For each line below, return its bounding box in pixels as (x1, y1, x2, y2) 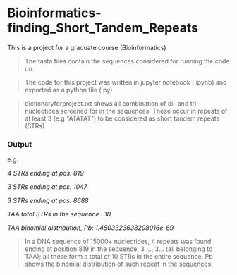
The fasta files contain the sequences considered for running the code (24, 56, 231, 65)
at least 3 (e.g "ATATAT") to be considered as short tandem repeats (24, 114, 220, 123)
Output (7, 139, 32, 149)
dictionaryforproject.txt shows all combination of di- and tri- (24, 99, 200, 107)
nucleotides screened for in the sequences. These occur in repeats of (24, 106, 228, 115)
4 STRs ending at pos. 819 (7, 169, 84, 178)
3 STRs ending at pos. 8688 (7, 196, 90, 205)
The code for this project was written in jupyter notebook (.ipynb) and (24, 78, 227, 86)
